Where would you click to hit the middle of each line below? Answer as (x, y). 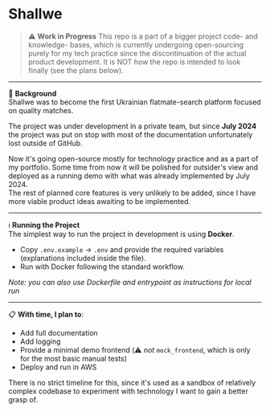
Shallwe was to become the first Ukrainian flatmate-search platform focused (135, 102)
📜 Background (33, 93)
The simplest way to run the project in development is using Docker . (121, 234)
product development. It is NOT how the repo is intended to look (134, 62)
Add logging (40, 341)
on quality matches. (41, 110)
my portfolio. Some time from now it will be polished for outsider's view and (133, 167)
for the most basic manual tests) (73, 358)
